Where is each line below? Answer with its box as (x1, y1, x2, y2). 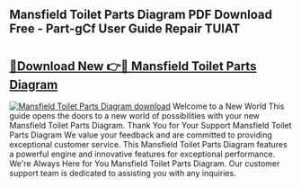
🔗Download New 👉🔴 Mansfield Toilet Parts (9, 58, 257, 74)
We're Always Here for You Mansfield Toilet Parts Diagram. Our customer (9, 158, 280, 169)
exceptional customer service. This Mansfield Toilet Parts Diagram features (9, 139, 288, 149)
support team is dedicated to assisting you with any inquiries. (9, 168, 236, 178)
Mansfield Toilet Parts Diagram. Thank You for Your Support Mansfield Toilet (9, 120, 292, 130)
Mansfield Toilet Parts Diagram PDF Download (9, 7, 272, 22)
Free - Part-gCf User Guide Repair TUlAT (9, 22, 241, 37)
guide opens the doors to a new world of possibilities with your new (9, 111, 261, 120)
